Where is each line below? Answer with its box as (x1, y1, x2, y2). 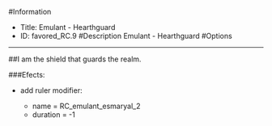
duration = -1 (32, 110, 75, 120)
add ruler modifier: (19, 86, 83, 95)
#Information (8, 7, 52, 16)
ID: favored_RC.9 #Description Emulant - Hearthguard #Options (19, 31, 232, 40)
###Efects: (8, 70, 45, 79)
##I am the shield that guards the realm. (8, 54, 142, 64)
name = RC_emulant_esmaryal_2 (32, 101, 141, 111)
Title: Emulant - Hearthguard (19, 23, 116, 31)
